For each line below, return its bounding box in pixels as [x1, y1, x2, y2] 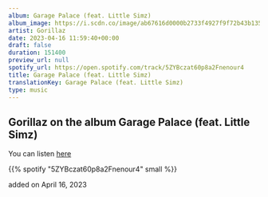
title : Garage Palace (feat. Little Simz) [8, 71, 152, 79]
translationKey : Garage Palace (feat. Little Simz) [8, 78, 183, 86]
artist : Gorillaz [8, 26, 66, 34]
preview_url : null [8, 57, 69, 65]
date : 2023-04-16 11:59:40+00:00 [8, 33, 120, 42]
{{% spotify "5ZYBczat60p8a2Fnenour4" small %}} [8, 164, 178, 174]
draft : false [8, 41, 52, 49]
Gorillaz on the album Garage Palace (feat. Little [8, 115, 250, 128]
